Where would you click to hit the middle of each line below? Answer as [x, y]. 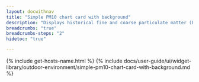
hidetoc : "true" [26, 39]
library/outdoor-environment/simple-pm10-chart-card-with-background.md [98, 67]
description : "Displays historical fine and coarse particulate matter [96, 22]
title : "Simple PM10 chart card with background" [69, 17]
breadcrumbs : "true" [32, 28]
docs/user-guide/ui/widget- [157, 61]
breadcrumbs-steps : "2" [36, 34]
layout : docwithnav [30, 12]
